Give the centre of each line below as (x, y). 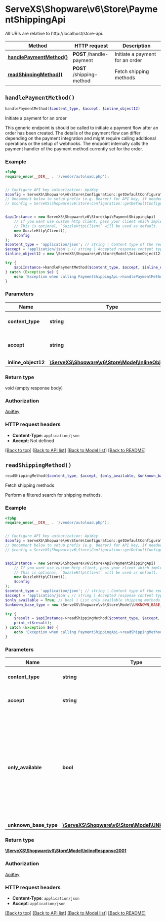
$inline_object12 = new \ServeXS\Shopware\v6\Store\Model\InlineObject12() (85, 254)
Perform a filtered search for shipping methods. (54, 495)
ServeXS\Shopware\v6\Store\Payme (82, 9)
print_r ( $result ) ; (33, 623)
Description (137, 46)
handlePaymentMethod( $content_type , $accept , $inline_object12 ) (73, 108)
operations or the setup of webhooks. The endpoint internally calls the (77, 143)
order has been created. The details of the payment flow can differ (73, 133)
